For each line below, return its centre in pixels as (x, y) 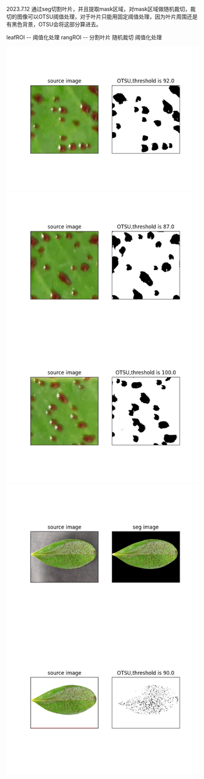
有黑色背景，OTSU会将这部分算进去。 (54, 24)
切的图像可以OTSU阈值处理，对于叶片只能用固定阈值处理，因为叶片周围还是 (102, 17)
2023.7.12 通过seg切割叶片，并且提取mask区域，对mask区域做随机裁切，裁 (101, 9)
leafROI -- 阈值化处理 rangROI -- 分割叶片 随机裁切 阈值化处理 (84, 37)
